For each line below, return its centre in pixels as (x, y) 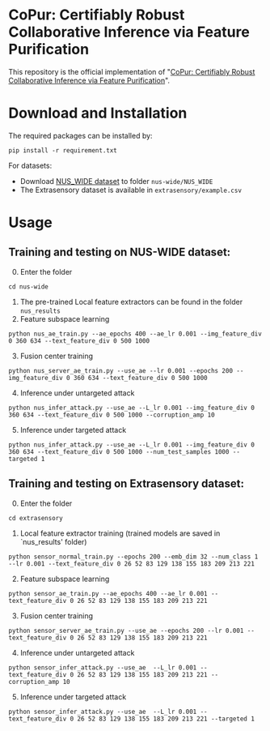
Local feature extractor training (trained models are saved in (120, 533)
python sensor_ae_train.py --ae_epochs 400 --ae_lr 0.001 (108, 593)
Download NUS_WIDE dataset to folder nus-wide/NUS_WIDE (116, 181)
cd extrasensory (36, 518)
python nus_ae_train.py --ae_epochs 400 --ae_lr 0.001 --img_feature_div (135, 334)
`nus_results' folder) (53, 541)
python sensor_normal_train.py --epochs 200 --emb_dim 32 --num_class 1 (133, 557)
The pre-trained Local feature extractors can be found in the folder (131, 301)
